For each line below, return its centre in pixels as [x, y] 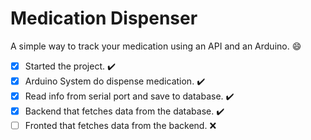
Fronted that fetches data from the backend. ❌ [120, 125]
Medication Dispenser [104, 18]
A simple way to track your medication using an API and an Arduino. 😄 [156, 46]
